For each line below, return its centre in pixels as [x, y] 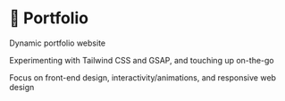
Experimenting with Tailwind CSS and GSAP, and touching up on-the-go [142, 60]
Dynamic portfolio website [57, 43]
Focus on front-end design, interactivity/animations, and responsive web [143, 77]
